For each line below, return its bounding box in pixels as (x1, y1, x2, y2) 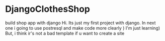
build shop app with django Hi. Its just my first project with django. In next (5, 20, 156, 26)
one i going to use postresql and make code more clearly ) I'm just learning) (5, 25, 161, 31)
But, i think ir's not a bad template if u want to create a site (5, 30, 125, 36)
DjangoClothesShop (5, 3, 90, 15)
